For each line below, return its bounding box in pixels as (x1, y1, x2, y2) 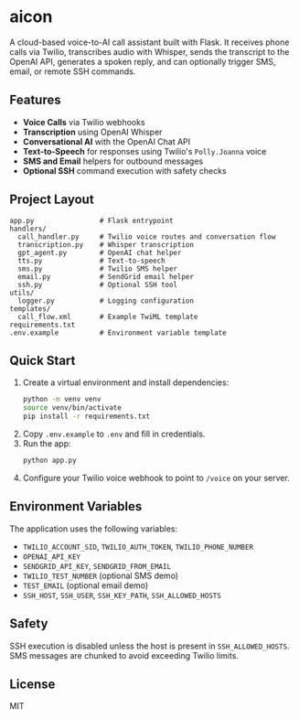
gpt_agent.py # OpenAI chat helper (17, 248, 182, 257)
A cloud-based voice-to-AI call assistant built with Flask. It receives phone (9, 37, 290, 48)
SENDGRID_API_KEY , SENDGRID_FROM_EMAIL (22, 560, 172, 571)
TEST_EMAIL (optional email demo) (22, 579, 149, 591)
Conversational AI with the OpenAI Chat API (22, 135, 191, 147)
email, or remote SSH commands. (9, 66, 136, 77)
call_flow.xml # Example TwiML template (17, 312, 198, 321)
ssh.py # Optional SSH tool (17, 280, 178, 289)
